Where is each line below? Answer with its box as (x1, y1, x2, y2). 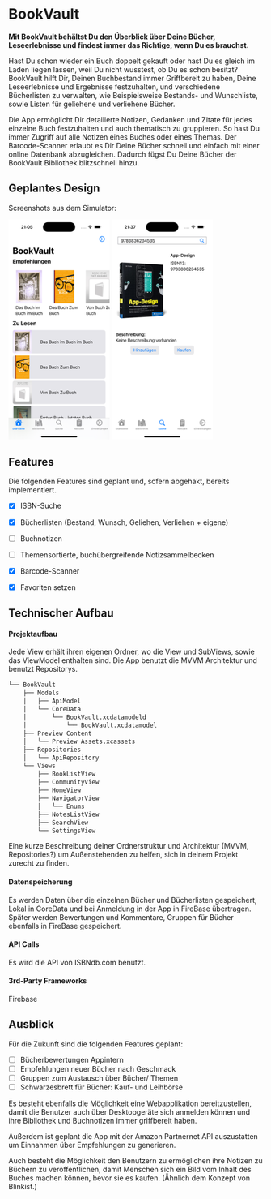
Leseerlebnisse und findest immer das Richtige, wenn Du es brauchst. (8, 40, 249, 49)
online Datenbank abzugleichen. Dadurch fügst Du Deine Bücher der (8, 149, 237, 159)
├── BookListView (37, 770, 95, 779)
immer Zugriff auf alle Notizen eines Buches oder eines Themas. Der (8, 131, 237, 142)
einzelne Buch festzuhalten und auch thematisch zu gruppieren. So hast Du (8, 123, 260, 133)
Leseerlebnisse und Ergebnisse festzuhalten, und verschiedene (8, 82, 221, 92)
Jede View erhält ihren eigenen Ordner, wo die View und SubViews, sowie (8, 647, 255, 657)
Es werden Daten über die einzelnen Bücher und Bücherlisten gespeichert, (8, 895, 257, 905)
